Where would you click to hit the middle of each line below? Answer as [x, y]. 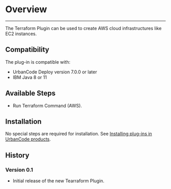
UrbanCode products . [28, 139]
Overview [26, 9]
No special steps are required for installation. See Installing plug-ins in [79, 134]
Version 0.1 [19, 170]
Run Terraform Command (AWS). [47, 105]
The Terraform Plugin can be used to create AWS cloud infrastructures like [83, 28]
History [17, 155]
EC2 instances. [21, 34]
